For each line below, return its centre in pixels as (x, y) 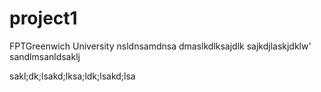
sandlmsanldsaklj (45, 56)
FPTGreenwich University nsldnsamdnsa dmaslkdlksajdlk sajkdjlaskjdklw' (160, 46)
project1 (43, 18)
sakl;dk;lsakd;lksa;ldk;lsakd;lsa (72, 76)
